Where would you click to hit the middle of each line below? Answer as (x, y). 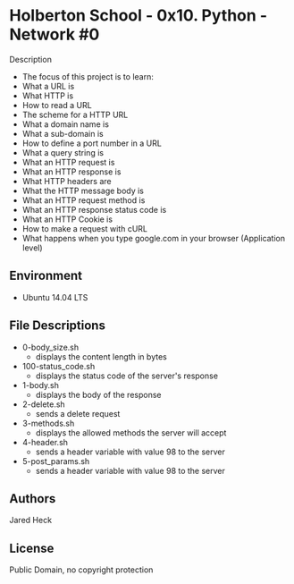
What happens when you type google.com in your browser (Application (154, 238)
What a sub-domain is (63, 133)
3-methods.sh (48, 423)
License (32, 548)
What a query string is (63, 152)
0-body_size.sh (50, 347)
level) (32, 248)
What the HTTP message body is (83, 190)
